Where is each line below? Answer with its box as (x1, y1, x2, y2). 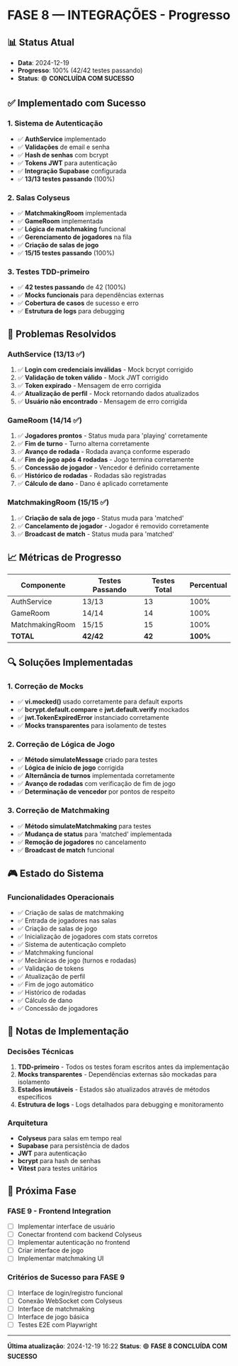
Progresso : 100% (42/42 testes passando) (17, 66, 143, 74)
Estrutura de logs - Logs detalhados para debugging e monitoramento (17, 1100, 225, 1109)
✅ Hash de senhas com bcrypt (17, 150, 108, 159)
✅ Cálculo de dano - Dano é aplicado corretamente (17, 479, 169, 488)
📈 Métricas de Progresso (7, 551, 122, 563)
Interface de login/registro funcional (17, 1288, 123, 1297)
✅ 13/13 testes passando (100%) (17, 174, 115, 183)
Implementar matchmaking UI (17, 1254, 104, 1262)
